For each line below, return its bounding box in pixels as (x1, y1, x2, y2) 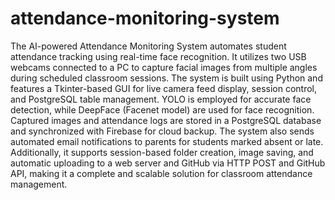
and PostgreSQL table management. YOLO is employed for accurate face (10, 93, 312, 105)
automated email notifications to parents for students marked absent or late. (10, 135, 324, 147)
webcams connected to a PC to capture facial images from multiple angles (10, 61, 318, 73)
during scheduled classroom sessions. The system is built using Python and (10, 72, 323, 84)
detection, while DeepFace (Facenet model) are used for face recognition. (10, 103, 315, 116)
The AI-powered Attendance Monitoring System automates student (10, 40, 287, 52)
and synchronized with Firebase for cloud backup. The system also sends (10, 125, 315, 137)
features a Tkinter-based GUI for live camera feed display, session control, (10, 82, 318, 94)
